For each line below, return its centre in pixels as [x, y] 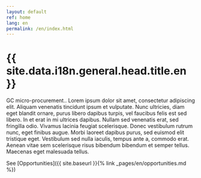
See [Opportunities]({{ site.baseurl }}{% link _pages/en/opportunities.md [96, 164]
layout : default [26, 12]
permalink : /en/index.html [40, 29]
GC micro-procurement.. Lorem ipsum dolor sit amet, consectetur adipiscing [100, 100]
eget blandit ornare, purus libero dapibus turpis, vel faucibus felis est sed [97, 113]
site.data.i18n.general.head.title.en [97, 71]
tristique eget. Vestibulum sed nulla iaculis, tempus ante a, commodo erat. [97, 139]
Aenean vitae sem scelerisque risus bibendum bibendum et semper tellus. [98, 146]
